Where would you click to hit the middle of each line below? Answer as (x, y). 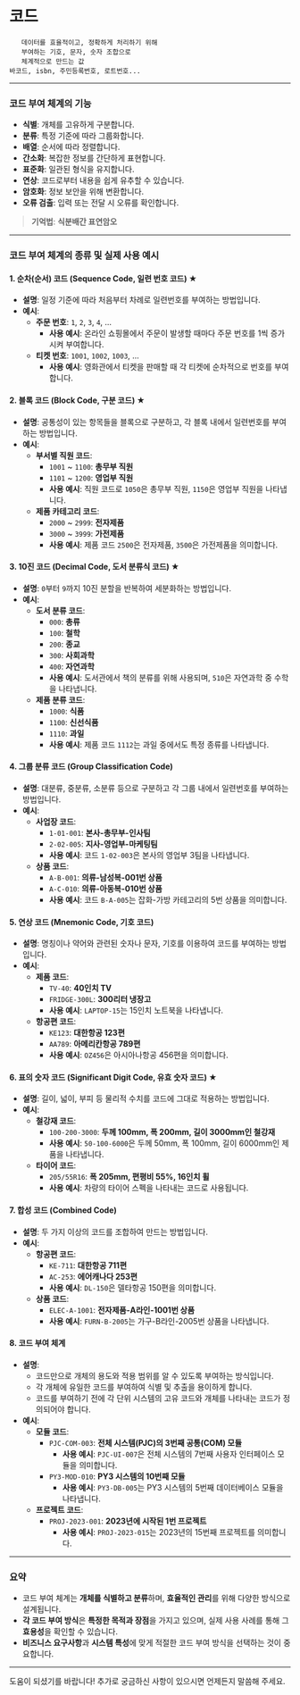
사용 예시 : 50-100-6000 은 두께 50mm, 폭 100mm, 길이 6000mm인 (164, 1143)
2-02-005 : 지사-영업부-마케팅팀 (103, 844)
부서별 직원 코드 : (64, 455)
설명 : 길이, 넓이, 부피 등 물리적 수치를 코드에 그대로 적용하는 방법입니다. (146, 1098)
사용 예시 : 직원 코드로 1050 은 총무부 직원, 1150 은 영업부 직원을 (156, 488)
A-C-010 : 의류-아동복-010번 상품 (105, 889)
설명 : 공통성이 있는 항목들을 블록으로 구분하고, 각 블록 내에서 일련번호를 (146, 422)
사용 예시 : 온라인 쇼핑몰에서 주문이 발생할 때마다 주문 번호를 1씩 (158, 333)
